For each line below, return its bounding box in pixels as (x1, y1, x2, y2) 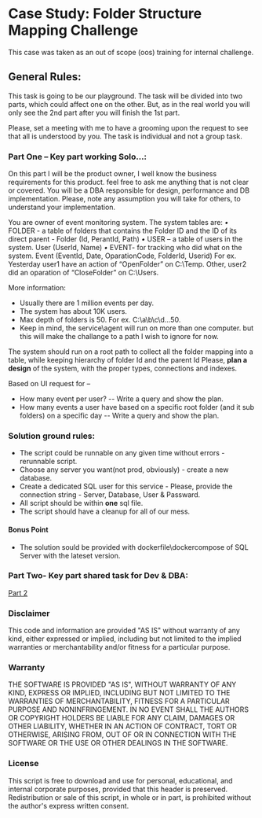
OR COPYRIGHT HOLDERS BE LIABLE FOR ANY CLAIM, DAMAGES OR (8, 713, 235, 723)
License (8, 758, 39, 769)
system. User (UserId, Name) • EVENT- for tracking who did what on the (8, 243, 242, 252)
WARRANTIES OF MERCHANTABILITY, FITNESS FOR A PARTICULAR (8, 697, 230, 706)
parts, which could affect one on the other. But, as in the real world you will (8, 99, 250, 109)
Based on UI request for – (8, 379, 91, 389)
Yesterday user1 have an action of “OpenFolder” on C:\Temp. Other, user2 (8, 260, 247, 269)
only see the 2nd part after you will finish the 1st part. (8, 108, 180, 117)
